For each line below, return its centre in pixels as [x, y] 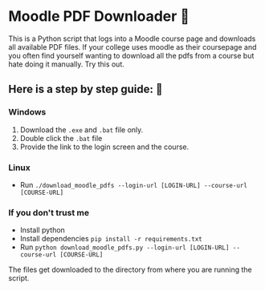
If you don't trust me [49, 212]
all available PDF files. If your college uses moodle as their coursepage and [132, 46]
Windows [27, 112]
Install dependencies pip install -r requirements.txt [111, 239]
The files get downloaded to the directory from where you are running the [130, 270]
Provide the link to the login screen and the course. [104, 147]
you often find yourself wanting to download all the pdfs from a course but [131, 55]
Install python [43, 230]
